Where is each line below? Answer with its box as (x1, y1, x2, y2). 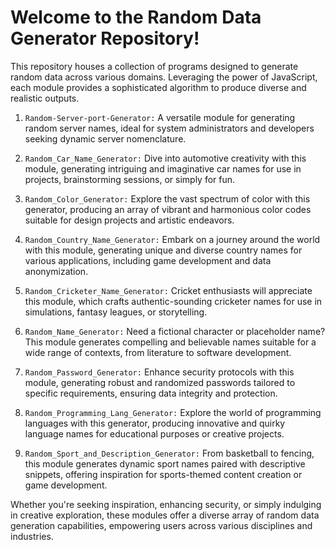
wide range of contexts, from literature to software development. (24, 346, 292, 358)
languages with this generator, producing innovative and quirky (24, 417, 286, 429)
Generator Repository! (10, 27, 200, 50)
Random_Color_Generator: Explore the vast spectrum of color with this (24, 192, 311, 205)
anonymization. (24, 265, 89, 277)
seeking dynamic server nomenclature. (24, 132, 187, 145)
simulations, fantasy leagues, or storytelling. (24, 306, 208, 318)
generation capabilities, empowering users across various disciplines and (10, 519, 313, 531)
